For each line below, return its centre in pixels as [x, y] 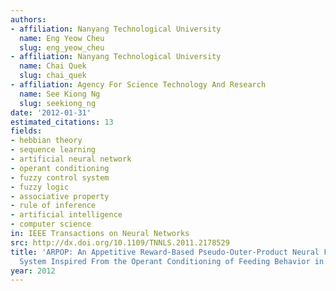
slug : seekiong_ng [58, 103]
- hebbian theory [46, 141]
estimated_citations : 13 [62, 122]
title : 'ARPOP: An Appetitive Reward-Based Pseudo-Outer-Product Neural [165, 252]
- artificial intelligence [66, 215]
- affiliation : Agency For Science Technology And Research [138, 85]
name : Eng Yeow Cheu [62, 38]
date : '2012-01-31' [51, 112]
